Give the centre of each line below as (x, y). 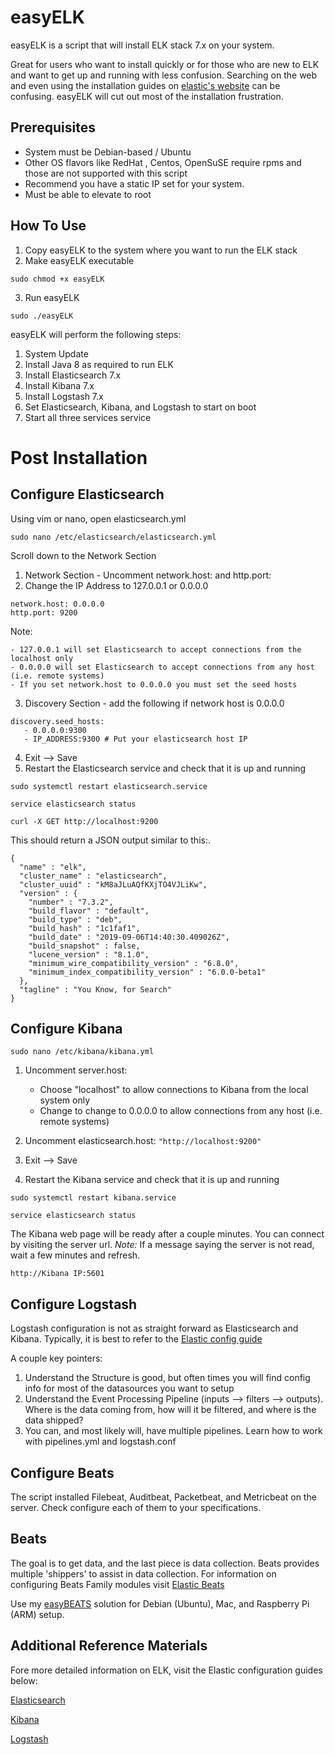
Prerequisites (53, 127)
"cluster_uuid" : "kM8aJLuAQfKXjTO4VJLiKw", (113, 884)
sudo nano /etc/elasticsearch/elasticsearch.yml (113, 537)
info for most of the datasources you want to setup (129, 1388)
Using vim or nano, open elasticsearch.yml (98, 518)
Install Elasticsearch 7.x (73, 375)
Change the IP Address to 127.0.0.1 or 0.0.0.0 (116, 585)
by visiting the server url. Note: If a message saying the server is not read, (162, 1245)
